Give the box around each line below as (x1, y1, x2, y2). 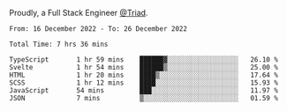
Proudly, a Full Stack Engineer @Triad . (9, 8, 148, 18)
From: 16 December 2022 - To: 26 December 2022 (9, 25, 188, 33)
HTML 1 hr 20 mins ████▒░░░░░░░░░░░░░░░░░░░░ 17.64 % (9, 70, 278, 79)
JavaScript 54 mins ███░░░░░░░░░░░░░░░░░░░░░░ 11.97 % (9, 86, 278, 95)
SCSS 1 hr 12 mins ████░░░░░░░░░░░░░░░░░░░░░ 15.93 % (9, 78, 278, 87)
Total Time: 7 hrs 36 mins (9, 40, 109, 48)
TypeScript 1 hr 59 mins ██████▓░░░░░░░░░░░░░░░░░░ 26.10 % (9, 55, 278, 64)
